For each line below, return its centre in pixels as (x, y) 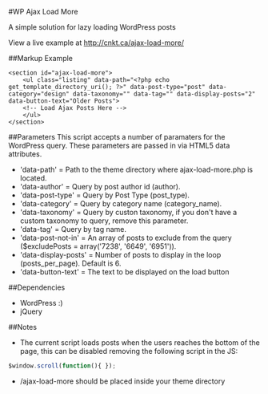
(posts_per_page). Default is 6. (70, 263)
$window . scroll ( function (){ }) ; (62, 366)
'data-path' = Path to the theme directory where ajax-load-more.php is (136, 169)
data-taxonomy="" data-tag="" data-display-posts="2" (164, 94)
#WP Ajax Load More (43, 12)
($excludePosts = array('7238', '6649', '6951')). (98, 246)
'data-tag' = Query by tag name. (73, 229)
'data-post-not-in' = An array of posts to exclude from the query (126, 238)
